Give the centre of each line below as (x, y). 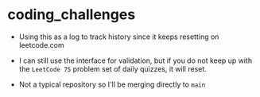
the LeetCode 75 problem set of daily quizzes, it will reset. (113, 68)
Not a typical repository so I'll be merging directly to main (112, 84)
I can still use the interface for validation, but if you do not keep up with (135, 60)
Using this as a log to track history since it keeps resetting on (119, 37)
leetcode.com (41, 45)
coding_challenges (72, 15)
